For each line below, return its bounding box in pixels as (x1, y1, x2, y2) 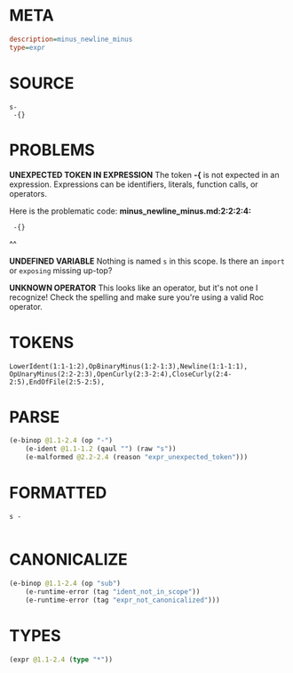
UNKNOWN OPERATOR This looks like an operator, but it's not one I (9, 282, 258, 293)
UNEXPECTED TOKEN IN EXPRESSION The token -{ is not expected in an (9, 169, 280, 180)
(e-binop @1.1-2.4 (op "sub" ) (9, 579, 122, 588)
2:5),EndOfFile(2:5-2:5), (9, 377, 105, 386)
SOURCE (9, 73, 75, 93)
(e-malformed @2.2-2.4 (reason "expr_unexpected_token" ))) (25, 453, 249, 462)
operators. (9, 188, 47, 199)
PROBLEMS (9, 140, 95, 160)
